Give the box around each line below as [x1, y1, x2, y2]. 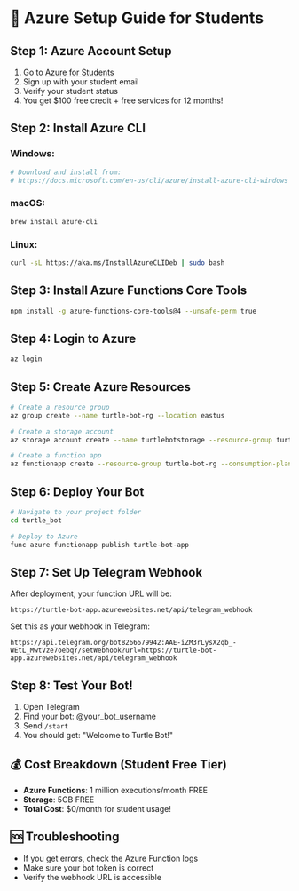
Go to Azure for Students [22, 67, 114, 77]
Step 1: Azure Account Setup [10, 44, 172, 59]
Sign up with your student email [22, 76, 139, 87]
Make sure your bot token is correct [22, 862, 154, 873]
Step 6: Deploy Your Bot [10, 484, 145, 499]
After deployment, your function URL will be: [10, 588, 172, 599]
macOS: [10, 197, 45, 210]
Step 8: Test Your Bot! [10, 678, 134, 693]
